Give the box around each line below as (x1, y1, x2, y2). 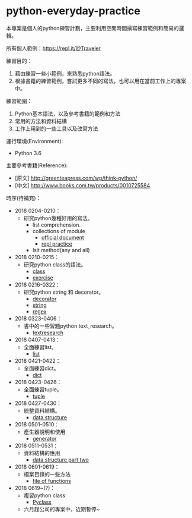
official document (41, 234, 84, 241)
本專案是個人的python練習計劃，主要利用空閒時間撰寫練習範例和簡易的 (6, 24, 179, 32)
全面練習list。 (23, 343, 57, 350)
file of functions (32, 477, 71, 484)
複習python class (23, 492, 66, 499)
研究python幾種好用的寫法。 (23, 214, 93, 221)
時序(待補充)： (6, 194, 41, 202)
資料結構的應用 (23, 449, 60, 456)
